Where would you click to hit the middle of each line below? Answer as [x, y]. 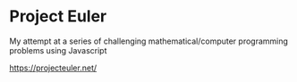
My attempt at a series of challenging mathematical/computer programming [149, 41]
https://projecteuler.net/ [53, 68]
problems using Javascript [58, 50]
